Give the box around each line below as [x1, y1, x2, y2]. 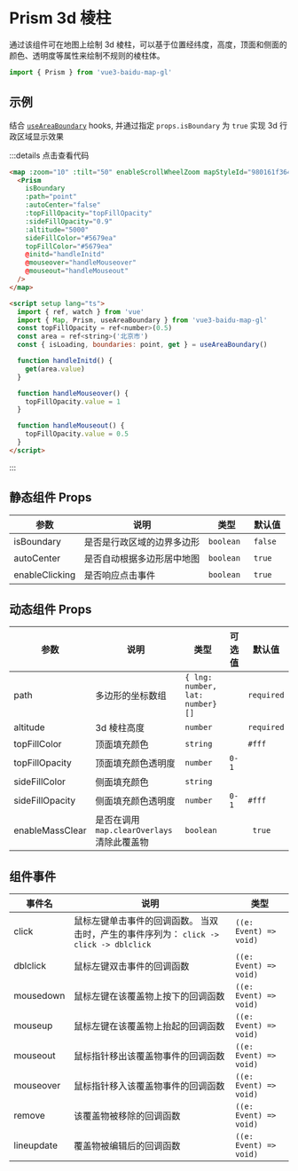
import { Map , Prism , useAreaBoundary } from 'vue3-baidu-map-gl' [17, 316, 268, 325]
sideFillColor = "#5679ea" [25, 233, 117, 242]
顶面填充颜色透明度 [95, 758, 176, 770]
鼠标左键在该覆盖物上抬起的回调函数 [74, 1020, 225, 1033]
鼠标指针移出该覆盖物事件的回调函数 [74, 1050, 225, 1063]
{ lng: [184, 672, 213, 683]
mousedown [13, 990, 66, 1002]
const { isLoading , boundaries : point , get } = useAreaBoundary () [17, 341, 268, 350]
